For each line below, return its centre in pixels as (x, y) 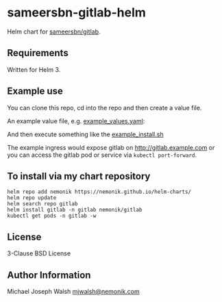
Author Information (49, 275)
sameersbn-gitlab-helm (76, 13)
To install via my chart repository (79, 176)
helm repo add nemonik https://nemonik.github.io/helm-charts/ (99, 192)
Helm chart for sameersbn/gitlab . (54, 32)
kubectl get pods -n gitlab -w (52, 216)
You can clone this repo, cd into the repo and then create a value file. (104, 108)
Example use (35, 91)
